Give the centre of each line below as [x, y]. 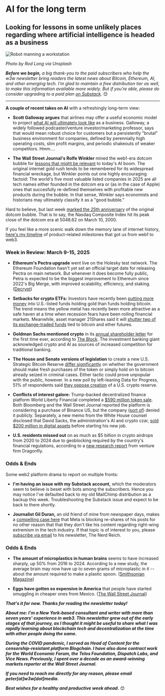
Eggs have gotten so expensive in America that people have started [82, 588]
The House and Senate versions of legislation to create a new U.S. [81, 359]
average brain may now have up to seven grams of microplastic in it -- [83, 569]
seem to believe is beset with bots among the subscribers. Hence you [83, 489]
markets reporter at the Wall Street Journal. [51, 664]
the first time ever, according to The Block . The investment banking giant [86, 339]
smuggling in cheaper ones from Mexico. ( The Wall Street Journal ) [80, 594]
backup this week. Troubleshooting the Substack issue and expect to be [85, 499]
